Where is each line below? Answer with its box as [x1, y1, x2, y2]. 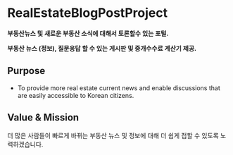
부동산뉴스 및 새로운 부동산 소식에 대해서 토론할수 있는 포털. [7, 29, 169, 37]
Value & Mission [7, 111, 80, 124]
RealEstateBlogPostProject [7, 5, 168, 21]
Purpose [7, 65, 46, 77]
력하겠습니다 [7, 139, 42, 149]
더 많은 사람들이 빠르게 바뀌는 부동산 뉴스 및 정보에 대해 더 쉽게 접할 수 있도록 [7, 131, 220, 139]
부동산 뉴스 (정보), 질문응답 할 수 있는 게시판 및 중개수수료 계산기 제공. [7, 44, 197, 52]
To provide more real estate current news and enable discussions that [17, 83, 220, 92]
